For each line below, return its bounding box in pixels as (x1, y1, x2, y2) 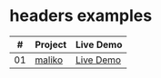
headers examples (9, 5, 153, 26)
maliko (35, 54, 64, 66)
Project (35, 38, 67, 51)
